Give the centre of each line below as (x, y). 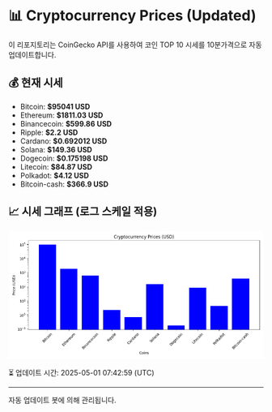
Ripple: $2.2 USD (49, 132)
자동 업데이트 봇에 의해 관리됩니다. (62, 400)
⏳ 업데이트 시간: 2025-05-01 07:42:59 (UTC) (82, 372)
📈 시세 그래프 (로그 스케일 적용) (83, 212)
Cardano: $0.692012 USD (64, 141)
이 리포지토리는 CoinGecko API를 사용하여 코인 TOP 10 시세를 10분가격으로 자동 (135, 45)
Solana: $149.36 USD (56, 149)
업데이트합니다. (32, 54)
